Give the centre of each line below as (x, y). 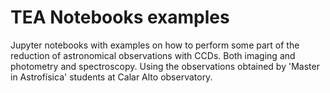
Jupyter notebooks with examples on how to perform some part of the (155, 45)
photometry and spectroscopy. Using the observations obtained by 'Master (165, 66)
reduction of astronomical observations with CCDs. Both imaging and (153, 55)
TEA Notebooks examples (120, 17)
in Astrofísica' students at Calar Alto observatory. (111, 77)
